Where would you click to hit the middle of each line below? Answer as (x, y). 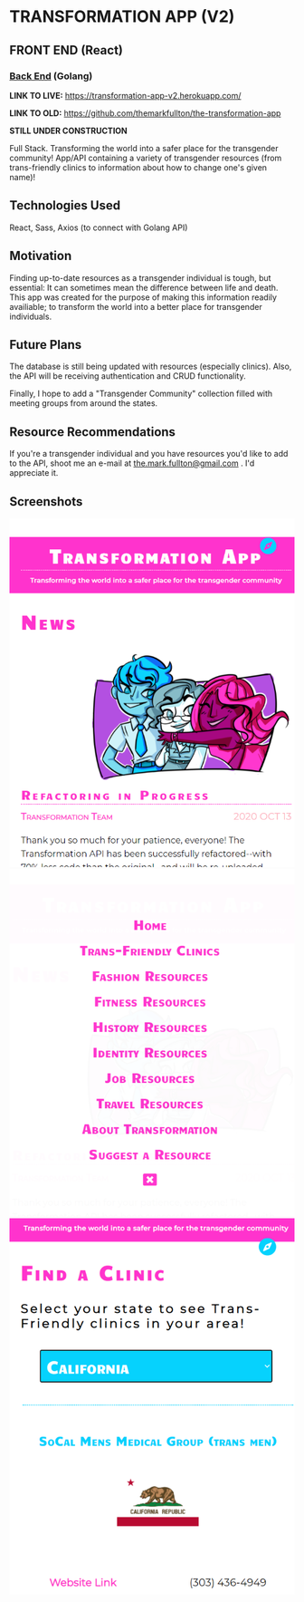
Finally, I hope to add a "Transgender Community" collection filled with (141, 394)
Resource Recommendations (93, 432)
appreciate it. (34, 473)
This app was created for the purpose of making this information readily (143, 297)
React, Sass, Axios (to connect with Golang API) (99, 227)
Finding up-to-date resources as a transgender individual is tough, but (140, 277)
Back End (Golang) (51, 76)
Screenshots (46, 502)
